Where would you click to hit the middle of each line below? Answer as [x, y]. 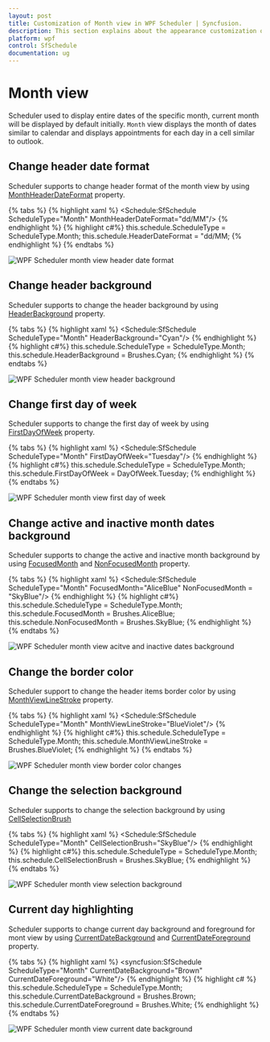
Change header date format [79, 167]
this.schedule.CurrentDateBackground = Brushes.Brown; [102, 996]
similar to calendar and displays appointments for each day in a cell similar [132, 132]
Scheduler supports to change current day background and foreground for [132, 929]
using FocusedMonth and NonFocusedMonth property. [99, 564]
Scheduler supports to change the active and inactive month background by [134, 555]
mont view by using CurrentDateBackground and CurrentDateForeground [129, 937]
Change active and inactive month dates [112, 523]
